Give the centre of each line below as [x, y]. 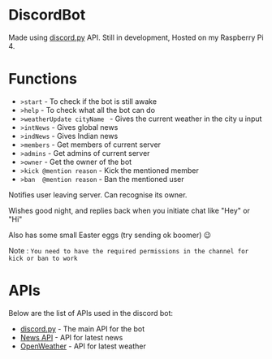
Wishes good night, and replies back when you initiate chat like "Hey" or [129, 210]
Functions [43, 79]
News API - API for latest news [71, 337]
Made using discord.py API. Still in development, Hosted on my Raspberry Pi [136, 37]
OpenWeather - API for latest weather [83, 346]
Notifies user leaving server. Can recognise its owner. [98, 195]
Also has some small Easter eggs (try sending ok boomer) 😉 [110, 235]
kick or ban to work [43, 258]
